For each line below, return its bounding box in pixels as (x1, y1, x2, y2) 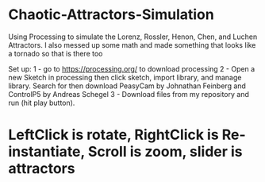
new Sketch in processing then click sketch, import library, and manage (8, 72, 242, 82)
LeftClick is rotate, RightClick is (8, 126, 220, 144)
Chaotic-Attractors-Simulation (8, 6, 214, 24)
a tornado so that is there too (8, 48, 103, 58)
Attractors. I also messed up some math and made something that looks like (8, 40, 256, 49)
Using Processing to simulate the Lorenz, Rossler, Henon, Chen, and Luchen (8, 32, 258, 41)
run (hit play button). (8, 98, 75, 107)
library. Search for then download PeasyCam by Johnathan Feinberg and (8, 81, 246, 91)
